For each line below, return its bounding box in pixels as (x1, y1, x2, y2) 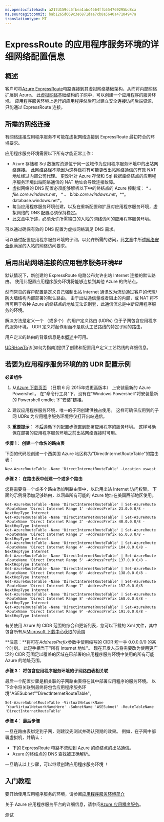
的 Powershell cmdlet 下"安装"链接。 (12, 397, 86, 403)
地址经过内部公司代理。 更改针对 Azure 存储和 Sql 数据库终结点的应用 (12, 173, 152, 179)
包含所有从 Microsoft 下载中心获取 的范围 (5, 628, 85, 634)
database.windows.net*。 (12, 198, 64, 204)
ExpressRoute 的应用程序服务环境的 (5, 39, 150, 50)
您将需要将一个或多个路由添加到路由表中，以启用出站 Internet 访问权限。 (5, 486, 152, 492)
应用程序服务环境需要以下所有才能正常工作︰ (5, 150, 95, 157)
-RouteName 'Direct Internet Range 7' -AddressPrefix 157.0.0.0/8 (5, 583, 143, 588)
